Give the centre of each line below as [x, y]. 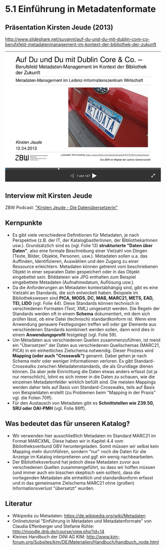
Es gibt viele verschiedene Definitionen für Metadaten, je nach [76, 235]
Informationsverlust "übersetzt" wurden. [53, 488]
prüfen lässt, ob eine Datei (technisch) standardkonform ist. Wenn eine [84, 319]
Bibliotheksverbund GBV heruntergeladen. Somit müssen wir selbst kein [85, 446]
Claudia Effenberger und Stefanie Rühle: [53, 526]
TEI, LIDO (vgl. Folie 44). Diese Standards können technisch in [76, 303]
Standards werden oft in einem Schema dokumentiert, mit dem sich [81, 314]
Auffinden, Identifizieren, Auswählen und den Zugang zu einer [76, 261]
